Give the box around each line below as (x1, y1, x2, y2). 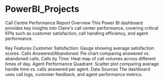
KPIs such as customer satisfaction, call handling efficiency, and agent (5, 30, 149, 36)
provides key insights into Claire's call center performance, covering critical (5, 25, 159, 31)
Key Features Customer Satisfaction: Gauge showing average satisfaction (5, 45, 154, 51)
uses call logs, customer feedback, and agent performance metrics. (5, 71, 143, 77)
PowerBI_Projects (5, 3, 80, 15)
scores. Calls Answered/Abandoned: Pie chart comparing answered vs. (5, 50, 150, 56)
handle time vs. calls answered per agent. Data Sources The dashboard (5, 66, 150, 72)
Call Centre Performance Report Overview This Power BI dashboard (5, 20, 143, 26)
